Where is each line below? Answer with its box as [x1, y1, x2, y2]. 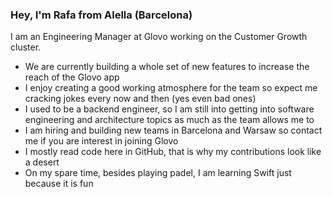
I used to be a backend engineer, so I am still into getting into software [24, 103, 315, 115]
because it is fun [24, 178, 94, 190]
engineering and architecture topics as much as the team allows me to [24, 114, 315, 126]
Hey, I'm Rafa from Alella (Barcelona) [10, 8, 193, 22]
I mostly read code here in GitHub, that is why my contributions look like [24, 146, 322, 158]
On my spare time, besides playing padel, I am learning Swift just [24, 167, 292, 179]
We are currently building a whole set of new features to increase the [24, 61, 310, 73]
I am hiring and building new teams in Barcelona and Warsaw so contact [24, 124, 323, 137]
